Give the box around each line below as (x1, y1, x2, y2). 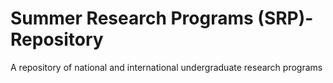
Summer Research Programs (10, 7, 254, 30)
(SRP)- (257, 7, 314, 30)
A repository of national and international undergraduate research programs (10, 61, 323, 73)
